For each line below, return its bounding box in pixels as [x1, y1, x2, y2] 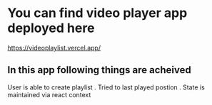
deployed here [7, 20, 95, 36]
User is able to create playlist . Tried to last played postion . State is [7, 83, 205, 92]
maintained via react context [7, 90, 91, 99]
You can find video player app [7, 5, 188, 21]
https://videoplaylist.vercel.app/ [7, 43, 101, 52]
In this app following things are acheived [7, 64, 191, 76]
